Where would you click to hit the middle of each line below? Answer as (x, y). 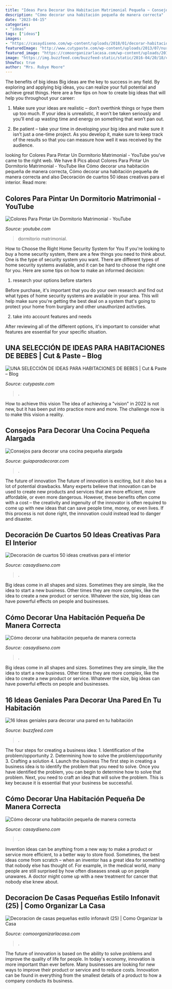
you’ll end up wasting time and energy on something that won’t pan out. (88, 119)
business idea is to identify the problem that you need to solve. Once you (82, 766)
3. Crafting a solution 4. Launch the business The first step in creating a (81, 761)
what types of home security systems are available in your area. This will (82, 296)
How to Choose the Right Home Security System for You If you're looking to (85, 249)
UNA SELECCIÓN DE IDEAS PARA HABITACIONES (85, 348)
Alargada (20, 439)
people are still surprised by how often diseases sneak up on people (77, 871)
